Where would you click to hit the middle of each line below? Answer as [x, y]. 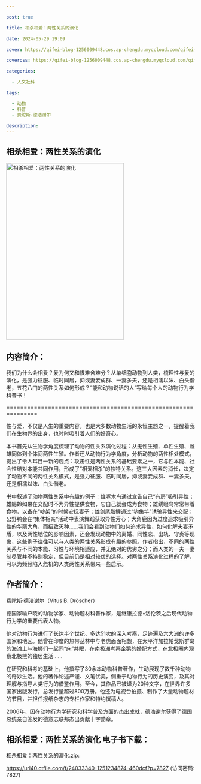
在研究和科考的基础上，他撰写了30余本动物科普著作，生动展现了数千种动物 [99, 668]
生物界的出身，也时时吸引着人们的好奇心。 [69, 433]
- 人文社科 [23, 82]
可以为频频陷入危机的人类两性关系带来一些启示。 [66, 564]
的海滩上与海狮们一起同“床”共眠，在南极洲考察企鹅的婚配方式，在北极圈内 [98, 648]
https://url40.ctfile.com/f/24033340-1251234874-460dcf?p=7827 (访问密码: [100, 768]
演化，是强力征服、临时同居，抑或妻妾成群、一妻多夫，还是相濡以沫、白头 [98, 380]
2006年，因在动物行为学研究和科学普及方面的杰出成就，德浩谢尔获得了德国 [99, 711]
